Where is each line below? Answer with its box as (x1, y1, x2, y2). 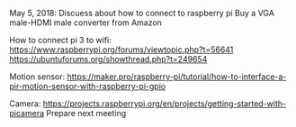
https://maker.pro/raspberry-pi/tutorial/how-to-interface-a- (67, 71, 287, 82)
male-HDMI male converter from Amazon (9, 17, 162, 28)
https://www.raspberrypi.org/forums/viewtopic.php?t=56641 (9, 44, 234, 55)
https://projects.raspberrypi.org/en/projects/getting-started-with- (42, 98, 286, 109)
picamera (9, 108, 45, 118)
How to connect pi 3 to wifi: (9, 35, 112, 45)
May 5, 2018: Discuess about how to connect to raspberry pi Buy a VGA (9, 8, 274, 18)
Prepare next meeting (46, 108, 127, 118)
